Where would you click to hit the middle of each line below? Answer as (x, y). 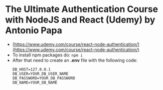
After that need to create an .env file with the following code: (75, 60)
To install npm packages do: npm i (48, 55)
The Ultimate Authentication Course (82, 9)
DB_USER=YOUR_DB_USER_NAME (40, 73)
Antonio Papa (34, 30)
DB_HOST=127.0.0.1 (31, 69)
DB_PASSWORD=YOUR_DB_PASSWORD (44, 78)
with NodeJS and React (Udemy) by (80, 20)
